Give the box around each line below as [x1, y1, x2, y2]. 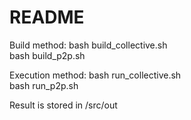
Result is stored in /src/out [9, 99, 118, 111]
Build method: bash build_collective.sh [9, 39, 168, 51]
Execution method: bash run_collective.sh [9, 69, 182, 81]
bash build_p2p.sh [9, 49, 86, 61]
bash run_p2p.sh [9, 79, 79, 91]
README [9, 6, 85, 29]
